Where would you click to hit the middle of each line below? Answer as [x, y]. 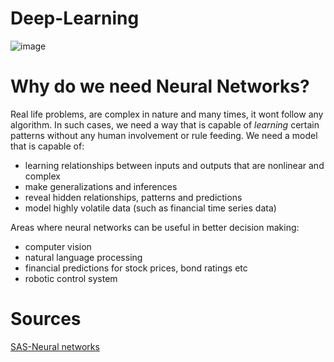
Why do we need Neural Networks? [160, 86]
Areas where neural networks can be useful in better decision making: [155, 227]
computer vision [58, 246]
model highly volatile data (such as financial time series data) [150, 208]
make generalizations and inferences [101, 186]
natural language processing [83, 257]
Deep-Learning [75, 18]
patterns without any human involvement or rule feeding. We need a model [164, 135]
